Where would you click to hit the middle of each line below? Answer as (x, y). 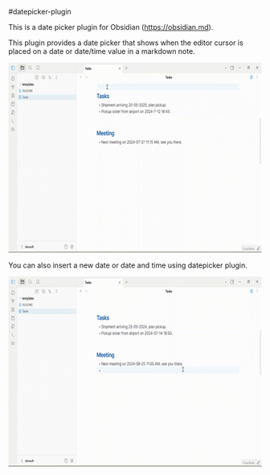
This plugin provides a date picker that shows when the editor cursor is (126, 43)
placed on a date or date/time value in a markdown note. (102, 51)
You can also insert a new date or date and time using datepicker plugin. (128, 265)
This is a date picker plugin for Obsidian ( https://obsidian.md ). (111, 27)
